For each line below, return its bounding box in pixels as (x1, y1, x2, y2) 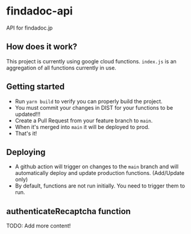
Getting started (6, 81, 65, 92)
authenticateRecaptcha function (6, 206, 131, 217)
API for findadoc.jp (6, 24, 53, 31)
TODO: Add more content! (6, 222, 71, 230)
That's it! (14, 130, 37, 137)
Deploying (6, 147, 46, 157)
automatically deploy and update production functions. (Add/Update (14, 169, 185, 177)
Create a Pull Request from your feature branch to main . (14, 116, 153, 124)
